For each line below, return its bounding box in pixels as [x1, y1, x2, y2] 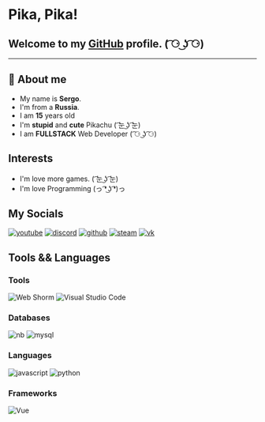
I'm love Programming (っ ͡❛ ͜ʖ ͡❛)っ [19, 183, 126, 193]
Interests [8, 152, 54, 165]
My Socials [8, 207, 64, 220]
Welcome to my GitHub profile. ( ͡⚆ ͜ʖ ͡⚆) [8, 37, 205, 51]
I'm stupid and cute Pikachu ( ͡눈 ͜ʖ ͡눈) [19, 120, 141, 130]
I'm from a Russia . [19, 102, 80, 111]
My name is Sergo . [19, 93, 81, 104]
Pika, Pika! [8, 6, 79, 24]
